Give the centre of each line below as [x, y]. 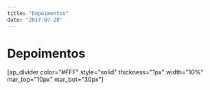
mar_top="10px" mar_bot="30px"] [56, 80]
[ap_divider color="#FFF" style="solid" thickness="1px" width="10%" [105, 72]
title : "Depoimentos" [38, 13]
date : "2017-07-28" [35, 20]
